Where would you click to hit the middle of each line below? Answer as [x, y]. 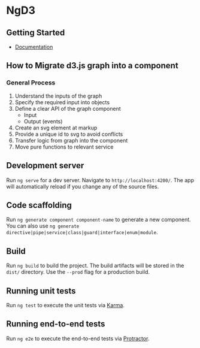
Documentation [34, 47]
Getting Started [36, 33]
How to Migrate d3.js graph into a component [92, 66]
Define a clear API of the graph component [68, 108]
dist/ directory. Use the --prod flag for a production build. [78, 272]
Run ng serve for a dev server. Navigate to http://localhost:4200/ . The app [100, 180]
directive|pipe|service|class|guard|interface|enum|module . [82, 232]
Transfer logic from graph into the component [71, 140]
